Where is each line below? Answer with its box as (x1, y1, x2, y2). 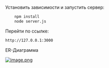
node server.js (14, 19, 47, 24)
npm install (14, 14, 40, 19)
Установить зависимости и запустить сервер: (5, 5, 105, 10)
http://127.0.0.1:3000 (5, 38, 53, 43)
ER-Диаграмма (5, 47, 39, 53)
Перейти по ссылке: (5, 28, 49, 34)
